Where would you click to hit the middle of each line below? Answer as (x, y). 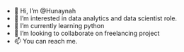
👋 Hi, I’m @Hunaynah (45, 11)
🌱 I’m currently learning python (59, 26)
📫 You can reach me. (46, 41)
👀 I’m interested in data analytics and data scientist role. (96, 18)
